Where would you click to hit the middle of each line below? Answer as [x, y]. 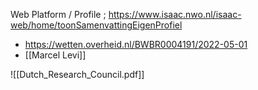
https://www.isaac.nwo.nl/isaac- [175, 14]
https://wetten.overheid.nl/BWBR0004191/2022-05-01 [136, 44]
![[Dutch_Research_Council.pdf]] [77, 74]
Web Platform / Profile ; [58, 14]
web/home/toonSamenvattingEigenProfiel [96, 25]
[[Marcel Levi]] [55, 55]
